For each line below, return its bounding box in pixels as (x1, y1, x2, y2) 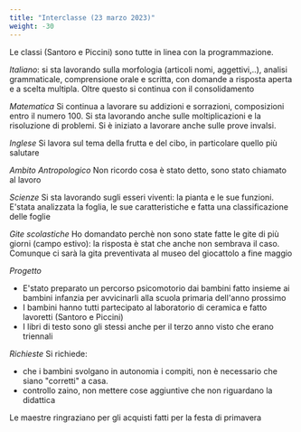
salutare (9, 146, 40, 158)
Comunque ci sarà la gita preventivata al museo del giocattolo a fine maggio (9, 248, 293, 258)
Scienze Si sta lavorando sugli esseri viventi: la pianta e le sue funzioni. (9, 192, 274, 202)
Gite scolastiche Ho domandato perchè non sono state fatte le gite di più (9, 228, 279, 239)
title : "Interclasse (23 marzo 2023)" (9, 13, 155, 23)
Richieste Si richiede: (9, 348, 88, 359)
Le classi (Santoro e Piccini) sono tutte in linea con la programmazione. (9, 46, 274, 57)
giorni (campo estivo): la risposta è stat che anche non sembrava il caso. (9, 238, 280, 249)
